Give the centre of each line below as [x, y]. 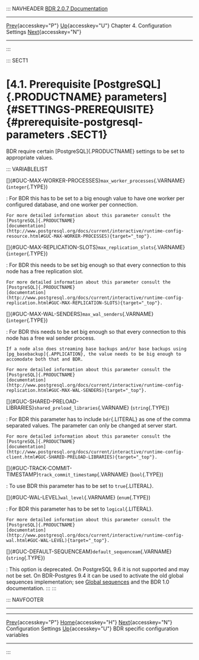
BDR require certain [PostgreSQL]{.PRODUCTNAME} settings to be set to [95, 151]
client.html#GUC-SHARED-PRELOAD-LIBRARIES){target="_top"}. [82, 457]
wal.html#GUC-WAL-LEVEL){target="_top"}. [58, 540]
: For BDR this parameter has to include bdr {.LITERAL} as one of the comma [98, 419]
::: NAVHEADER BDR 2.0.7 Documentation [57, 9]
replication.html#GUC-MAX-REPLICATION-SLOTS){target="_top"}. [84, 303]
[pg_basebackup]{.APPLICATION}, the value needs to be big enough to [94, 354]
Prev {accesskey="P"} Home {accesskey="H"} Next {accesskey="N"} [89, 622]
